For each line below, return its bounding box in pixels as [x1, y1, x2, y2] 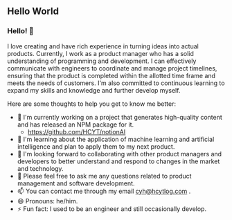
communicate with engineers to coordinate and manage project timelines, [7, 64, 217, 72]
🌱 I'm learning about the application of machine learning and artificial [17, 135, 215, 143]
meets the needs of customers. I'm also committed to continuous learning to [7, 79, 225, 87]
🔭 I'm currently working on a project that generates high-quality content [17, 113, 223, 121]
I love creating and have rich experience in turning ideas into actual [7, 42, 199, 51]
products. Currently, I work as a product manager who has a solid [7, 49, 194, 57]
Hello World [7, 6, 59, 17]
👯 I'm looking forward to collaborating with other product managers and [17, 149, 222, 158]
